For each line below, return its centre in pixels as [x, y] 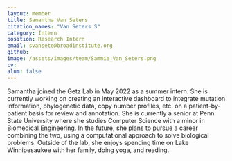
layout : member [29, 13]
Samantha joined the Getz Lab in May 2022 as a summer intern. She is [107, 91]
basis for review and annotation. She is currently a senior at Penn [122, 113]
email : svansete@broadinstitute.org [60, 46]
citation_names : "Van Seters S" [54, 26]
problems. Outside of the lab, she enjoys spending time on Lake [98, 142]
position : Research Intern [46, 39]
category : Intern [32, 33]
